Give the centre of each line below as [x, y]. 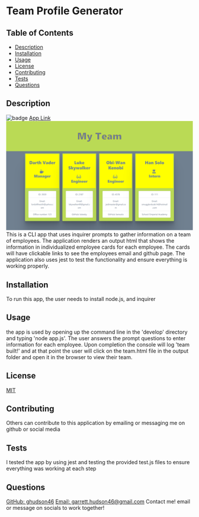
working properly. [28, 266]
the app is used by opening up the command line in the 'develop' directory [97, 332]
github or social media [33, 429]
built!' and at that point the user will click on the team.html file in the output [97, 351]
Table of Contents [40, 33]
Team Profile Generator [65, 11]
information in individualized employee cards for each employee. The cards [98, 247]
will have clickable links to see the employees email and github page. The [96, 253]
